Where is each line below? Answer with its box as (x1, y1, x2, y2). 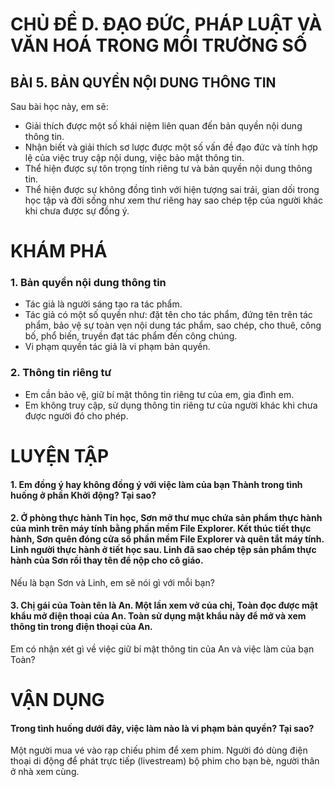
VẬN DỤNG (10, 689, 105, 712)
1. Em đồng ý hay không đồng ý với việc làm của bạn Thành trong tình (10, 478, 303, 490)
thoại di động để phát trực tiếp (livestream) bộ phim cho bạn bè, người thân (10, 755, 320, 767)
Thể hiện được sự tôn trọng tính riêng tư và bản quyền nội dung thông (24, 163, 313, 174)
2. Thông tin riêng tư (10, 366, 112, 380)
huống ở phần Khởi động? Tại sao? (10, 489, 157, 501)
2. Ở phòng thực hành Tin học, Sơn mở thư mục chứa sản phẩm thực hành (10, 512, 323, 524)
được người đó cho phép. (24, 409, 129, 422)
